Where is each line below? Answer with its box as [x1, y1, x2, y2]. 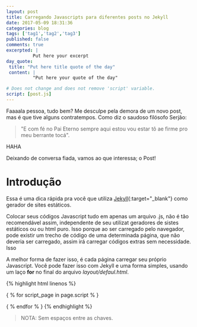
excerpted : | [6, 47, 39, 53]
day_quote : [6, 58, 33, 64]
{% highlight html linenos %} [6, 280, 76, 287]
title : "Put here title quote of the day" [8, 64, 116, 70]
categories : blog [6, 25, 49, 31]
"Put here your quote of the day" [32, 75, 118, 81]
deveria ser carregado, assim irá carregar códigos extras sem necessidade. [6, 238, 191, 245]
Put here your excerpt [32, 53, 89, 59]
